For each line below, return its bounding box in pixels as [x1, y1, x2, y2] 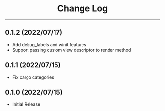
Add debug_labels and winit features [12, 41, 87, 47]
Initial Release [12, 101, 41, 107]
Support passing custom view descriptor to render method [12, 47, 131, 53]
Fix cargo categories [12, 74, 54, 80]
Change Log [57, 3, 108, 14]
